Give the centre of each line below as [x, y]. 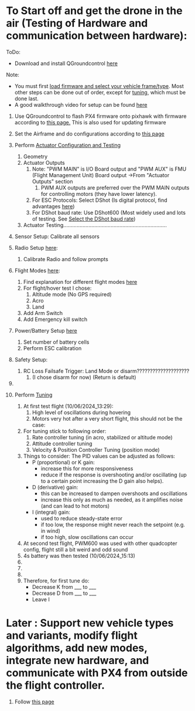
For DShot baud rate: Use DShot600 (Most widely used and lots [109, 212]
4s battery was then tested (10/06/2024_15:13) [79, 556]
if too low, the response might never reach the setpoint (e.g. [113, 524]
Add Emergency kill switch [55, 319]
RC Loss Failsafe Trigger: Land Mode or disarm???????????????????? [106, 371]
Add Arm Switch [43, 313]
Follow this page [34, 702]
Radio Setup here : [36, 248]
